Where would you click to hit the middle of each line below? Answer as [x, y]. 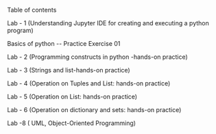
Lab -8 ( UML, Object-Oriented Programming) [71, 123]
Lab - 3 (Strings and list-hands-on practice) [69, 70]
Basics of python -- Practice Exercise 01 [64, 43]
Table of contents [32, 10]
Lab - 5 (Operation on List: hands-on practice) [72, 96]
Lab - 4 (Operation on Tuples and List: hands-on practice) [89, 83]
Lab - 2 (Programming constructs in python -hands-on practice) [98, 57]
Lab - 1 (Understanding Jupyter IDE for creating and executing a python [108, 23]
